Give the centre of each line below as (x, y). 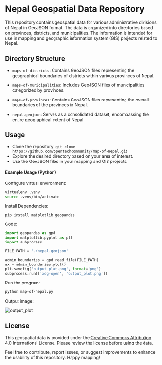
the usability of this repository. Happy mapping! (53, 358)
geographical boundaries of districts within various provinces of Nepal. (83, 75)
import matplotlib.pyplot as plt (39, 238)
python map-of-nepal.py (29, 292)
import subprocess (24, 243)
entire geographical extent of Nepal (48, 119)
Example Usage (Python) (31, 172)
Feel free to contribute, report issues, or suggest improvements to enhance (80, 352)
